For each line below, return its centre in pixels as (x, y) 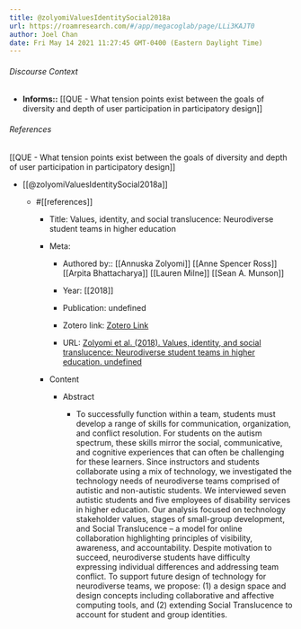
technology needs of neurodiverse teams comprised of (178, 481)
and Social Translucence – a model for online (159, 528)
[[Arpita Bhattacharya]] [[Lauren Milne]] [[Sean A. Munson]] (173, 273)
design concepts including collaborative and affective (175, 595)
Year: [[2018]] (88, 290)
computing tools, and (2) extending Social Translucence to (184, 605)
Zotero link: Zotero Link (106, 325)
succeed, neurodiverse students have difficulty (163, 557)
